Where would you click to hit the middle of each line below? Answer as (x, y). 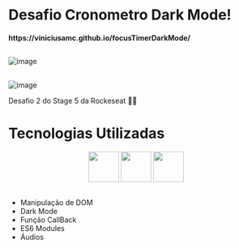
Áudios (32, 237)
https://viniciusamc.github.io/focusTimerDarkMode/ (99, 37)
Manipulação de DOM (56, 202)
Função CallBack (48, 220)
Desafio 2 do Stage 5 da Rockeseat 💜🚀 (73, 100)
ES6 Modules (42, 228)
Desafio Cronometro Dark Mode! (120, 15)
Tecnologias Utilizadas (87, 133)
